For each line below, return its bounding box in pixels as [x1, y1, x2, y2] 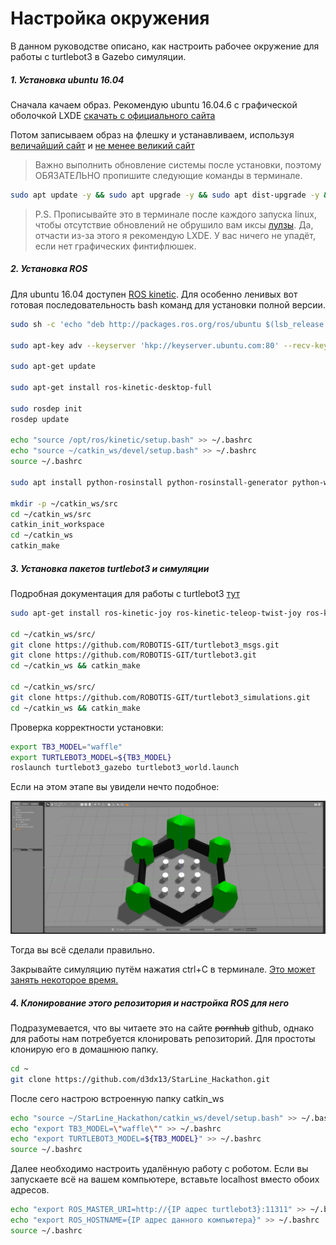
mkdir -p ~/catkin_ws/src [10, 498, 118, 509]
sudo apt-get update [10, 362, 97, 372]
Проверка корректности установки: [10, 721, 164, 733]
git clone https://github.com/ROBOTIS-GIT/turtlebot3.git [10, 650, 257, 661]
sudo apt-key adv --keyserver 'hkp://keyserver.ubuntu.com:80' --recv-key [10, 340, 329, 351]
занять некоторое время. [10, 973, 119, 986]
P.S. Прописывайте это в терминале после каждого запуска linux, [34, 208, 318, 220]
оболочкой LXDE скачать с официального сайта [10, 109, 216, 121]
